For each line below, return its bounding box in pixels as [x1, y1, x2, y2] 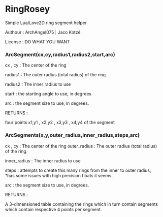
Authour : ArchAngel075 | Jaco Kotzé [5, 29, 81, 35]
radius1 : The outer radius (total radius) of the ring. [5, 72, 107, 78]
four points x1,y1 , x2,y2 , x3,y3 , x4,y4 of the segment [5, 120, 115, 125]
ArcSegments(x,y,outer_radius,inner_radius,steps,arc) [5, 132, 140, 139]
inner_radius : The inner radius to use [5, 157, 81, 163]
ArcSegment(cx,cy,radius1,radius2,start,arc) [5, 51, 115, 58]
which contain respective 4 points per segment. [5, 206, 102, 212]
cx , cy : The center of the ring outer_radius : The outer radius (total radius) [5, 143, 157, 149]
